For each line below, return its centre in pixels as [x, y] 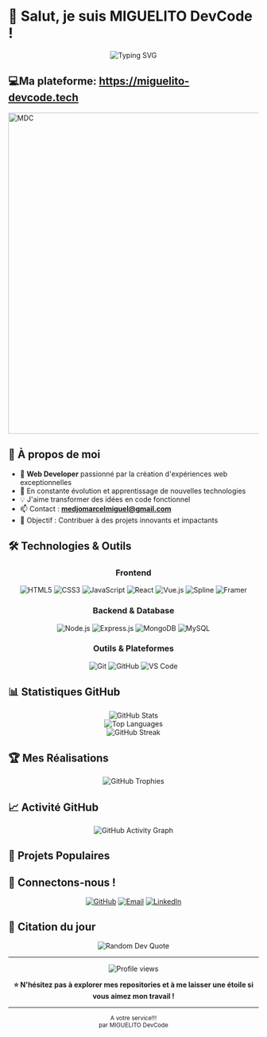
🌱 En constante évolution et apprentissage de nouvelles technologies [133, 491]
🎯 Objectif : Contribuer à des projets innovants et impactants [119, 520]
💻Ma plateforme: [52, 82]
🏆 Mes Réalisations [58, 759]
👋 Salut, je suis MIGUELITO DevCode [130, 16]
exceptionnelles [46, 482]
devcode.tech [44, 98]
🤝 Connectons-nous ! [62, 883]
